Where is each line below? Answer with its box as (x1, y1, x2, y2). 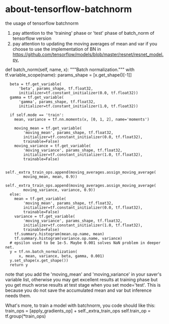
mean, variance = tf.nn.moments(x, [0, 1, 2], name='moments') (14, 117, 150, 122)
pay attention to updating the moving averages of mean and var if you (12, 40, 157, 46)
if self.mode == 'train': (10, 112, 64, 117)
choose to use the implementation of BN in (12, 46, 102, 52)
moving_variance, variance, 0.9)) (23, 187, 96, 192)
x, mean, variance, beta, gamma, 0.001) (18, 253, 105, 258)
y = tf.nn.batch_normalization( (10, 249, 78, 254)
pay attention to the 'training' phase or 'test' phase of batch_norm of (12, 30, 155, 36)
